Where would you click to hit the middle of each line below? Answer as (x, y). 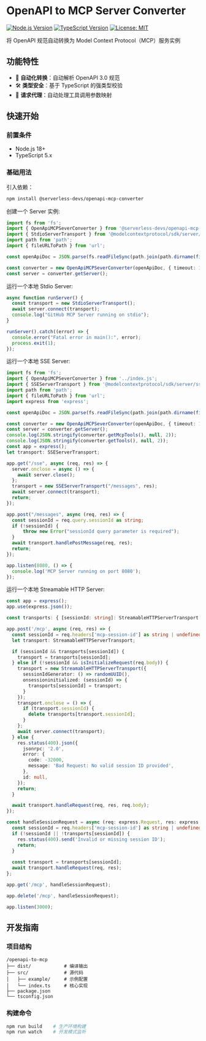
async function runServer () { (45, 298)
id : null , (35, 777)
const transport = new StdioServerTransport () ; (74, 304)
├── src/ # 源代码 (45, 973)
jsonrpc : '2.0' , (43, 748)
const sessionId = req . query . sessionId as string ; (78, 520)
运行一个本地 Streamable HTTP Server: (55, 589)
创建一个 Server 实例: (33, 211)
